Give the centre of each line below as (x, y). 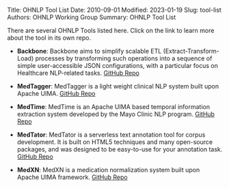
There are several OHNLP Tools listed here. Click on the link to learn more (111, 31)
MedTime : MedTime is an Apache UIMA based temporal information (113, 107)
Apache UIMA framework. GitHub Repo (72, 177)
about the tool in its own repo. (49, 38)
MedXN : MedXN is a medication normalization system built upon (108, 170)
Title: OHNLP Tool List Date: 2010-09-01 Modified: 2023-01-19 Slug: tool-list (114, 10)
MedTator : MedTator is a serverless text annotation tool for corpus (111, 134)
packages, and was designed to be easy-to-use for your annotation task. (120, 149)
